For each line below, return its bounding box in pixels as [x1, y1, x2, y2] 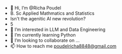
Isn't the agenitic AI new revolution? [10, 16, 86, 21]
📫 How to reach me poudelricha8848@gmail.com [10, 43, 117, 49]
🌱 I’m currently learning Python [10, 32, 76, 38]
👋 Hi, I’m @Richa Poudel [10, 5, 62, 11]
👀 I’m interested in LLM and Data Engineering [10, 26, 106, 33]
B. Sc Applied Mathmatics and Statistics [10, 10, 95, 16]
